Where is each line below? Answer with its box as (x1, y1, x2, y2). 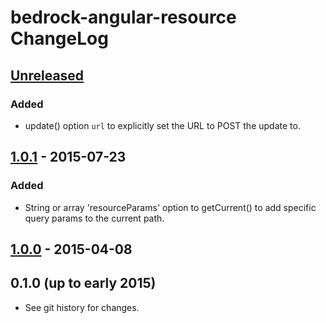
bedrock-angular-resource (10, 6, 237, 29)
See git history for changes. (24, 301, 140, 313)
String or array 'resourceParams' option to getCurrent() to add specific (24, 201, 317, 213)
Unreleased (10, 67, 85, 84)
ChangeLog (10, 27, 109, 50)
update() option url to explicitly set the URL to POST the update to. (24, 119, 301, 131)
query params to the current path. (24, 212, 165, 224)
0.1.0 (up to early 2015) (10, 275, 157, 292)
